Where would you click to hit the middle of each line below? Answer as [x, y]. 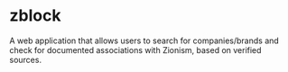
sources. [26, 59]
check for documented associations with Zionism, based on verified [135, 49]
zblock [35, 16]
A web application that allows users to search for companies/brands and [144, 40]
